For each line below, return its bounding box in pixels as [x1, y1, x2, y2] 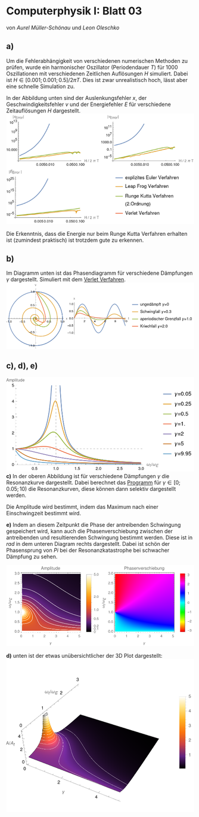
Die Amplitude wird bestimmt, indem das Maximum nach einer [6, 503, 159, 510]
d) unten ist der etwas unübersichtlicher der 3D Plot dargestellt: [6, 652, 163, 659]
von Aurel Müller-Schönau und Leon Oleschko [6, 24, 120, 31]
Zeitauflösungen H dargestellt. [6, 107, 81, 114]
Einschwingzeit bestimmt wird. [6, 509, 82, 517]
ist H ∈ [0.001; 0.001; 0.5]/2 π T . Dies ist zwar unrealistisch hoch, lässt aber [6, 76, 188, 83]
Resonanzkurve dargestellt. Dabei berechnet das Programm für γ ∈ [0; [6, 479, 181, 486]
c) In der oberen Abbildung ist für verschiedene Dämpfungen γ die [6, 472, 170, 479]
